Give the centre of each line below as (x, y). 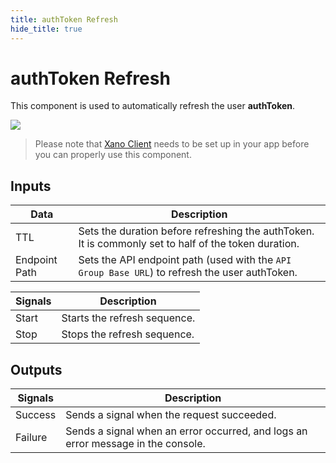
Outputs (36, 369)
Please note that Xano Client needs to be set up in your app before (172, 144)
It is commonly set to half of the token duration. (189, 244)
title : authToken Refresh (64, 19)
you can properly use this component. (113, 155)
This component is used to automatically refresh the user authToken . (153, 106)
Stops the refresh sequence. (128, 334)
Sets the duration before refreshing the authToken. (196, 231)
